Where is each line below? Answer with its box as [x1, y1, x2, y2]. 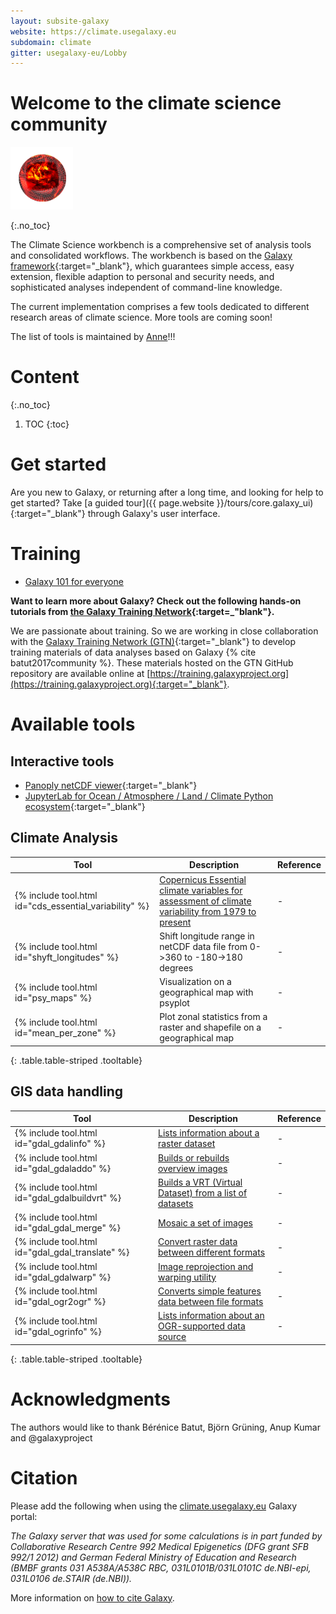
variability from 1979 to [159, 905, 257, 917]
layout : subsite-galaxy [10, 16, 110, 26]
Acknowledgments [10, 1388, 172, 1410]
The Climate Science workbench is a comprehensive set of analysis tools [10, 239, 312, 251]
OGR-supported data [157, 1320, 246, 1332]
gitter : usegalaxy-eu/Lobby [10, 48, 128, 58]
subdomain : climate [10, 37, 92, 47]
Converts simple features [157, 1285, 262, 1297]
